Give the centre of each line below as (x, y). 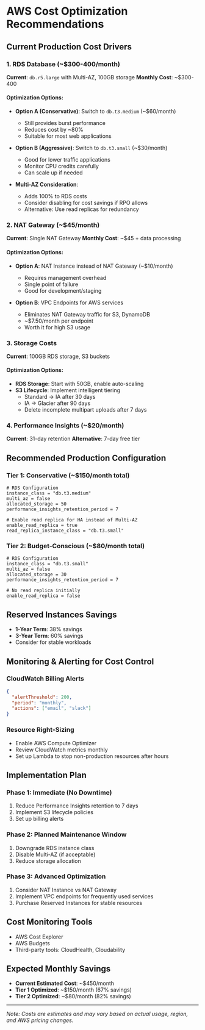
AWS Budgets (32, 943)
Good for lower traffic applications (67, 160)
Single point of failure (51, 284)
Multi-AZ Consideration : (46, 185)
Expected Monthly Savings (59, 969)
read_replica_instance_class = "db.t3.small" (65, 531)
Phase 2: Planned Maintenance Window (67, 835)
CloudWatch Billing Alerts (45, 679)
